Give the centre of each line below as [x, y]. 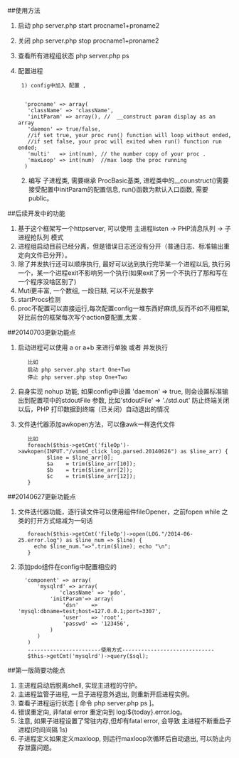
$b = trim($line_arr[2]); [90, 470]
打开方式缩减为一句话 [62, 520]
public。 [41, 198]
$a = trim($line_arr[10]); [91, 464]
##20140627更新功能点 [42, 497]
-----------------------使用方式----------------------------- [121, 650]
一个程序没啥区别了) [47, 282]
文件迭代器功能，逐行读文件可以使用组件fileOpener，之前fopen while [119, 511]
